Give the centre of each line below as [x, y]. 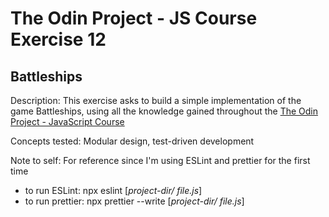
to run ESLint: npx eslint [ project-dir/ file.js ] [113, 190]
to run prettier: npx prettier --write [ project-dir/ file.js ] [134, 201]
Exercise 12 [58, 39]
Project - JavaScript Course [67, 121]
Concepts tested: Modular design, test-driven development [132, 141]
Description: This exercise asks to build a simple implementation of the [156, 100]
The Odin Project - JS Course [134, 18]
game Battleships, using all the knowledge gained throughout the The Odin [164, 111]
